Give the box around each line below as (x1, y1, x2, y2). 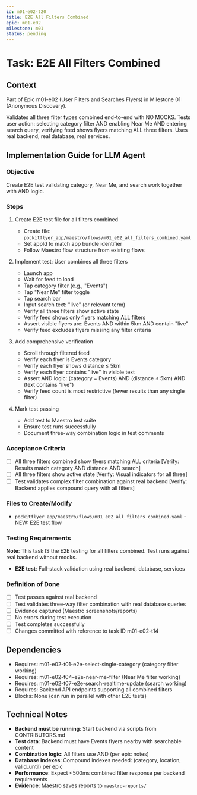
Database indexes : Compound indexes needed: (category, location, (14, 757, 181, 764)
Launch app (23, 270, 53, 277)
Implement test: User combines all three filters (14, 258, 128, 265)
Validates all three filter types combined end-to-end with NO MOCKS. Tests (6, 114, 191, 121)
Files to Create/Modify (6, 499, 72, 508)
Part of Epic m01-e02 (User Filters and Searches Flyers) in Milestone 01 (6, 96, 181, 103)
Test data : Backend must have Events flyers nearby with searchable (14, 738, 182, 745)
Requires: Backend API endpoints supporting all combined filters (14, 686, 173, 693)
